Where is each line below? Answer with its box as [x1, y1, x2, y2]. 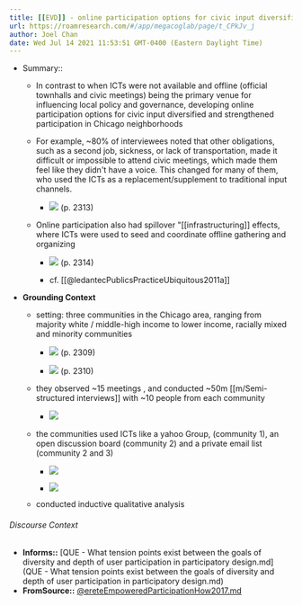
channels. [35, 183, 73, 194]
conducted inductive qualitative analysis [35, 499, 185, 510]
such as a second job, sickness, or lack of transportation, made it [35, 146, 278, 156]
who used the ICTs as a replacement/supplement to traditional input [35, 174, 288, 185]
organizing [35, 239, 76, 250]
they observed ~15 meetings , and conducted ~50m [35, 383, 228, 394]
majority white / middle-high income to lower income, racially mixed [35, 319, 288, 330]
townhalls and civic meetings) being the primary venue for [35, 90, 252, 101]
